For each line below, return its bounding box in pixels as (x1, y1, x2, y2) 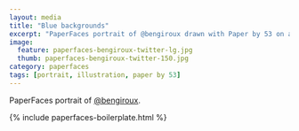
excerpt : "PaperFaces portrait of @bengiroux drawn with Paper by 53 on (9, 29, 285, 38)
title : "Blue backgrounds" (9, 21, 109, 30)
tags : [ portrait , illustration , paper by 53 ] (9, 71, 181, 80)
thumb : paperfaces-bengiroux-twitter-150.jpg (17, 54, 190, 63)
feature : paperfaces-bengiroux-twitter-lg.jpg (17, 46, 193, 55)
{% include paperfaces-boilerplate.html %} (9, 112, 167, 122)
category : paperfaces (9, 63, 90, 72)
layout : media (9, 12, 62, 22)
